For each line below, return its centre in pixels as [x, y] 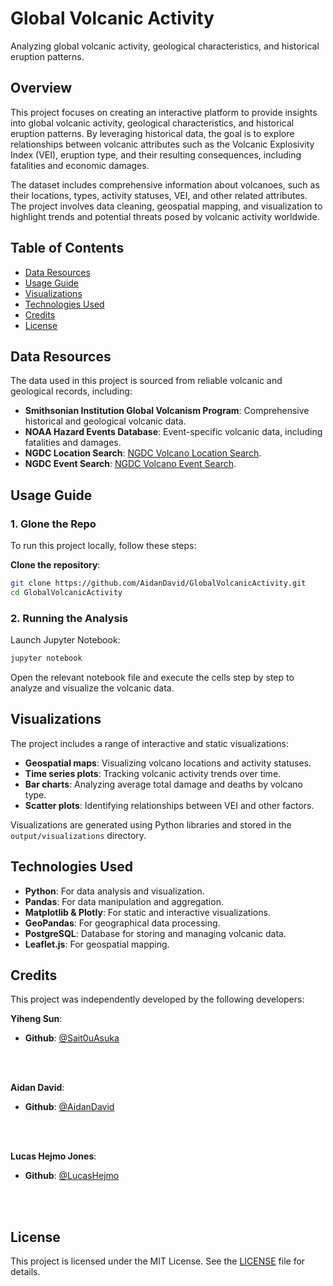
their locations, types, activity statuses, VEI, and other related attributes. [159, 195]
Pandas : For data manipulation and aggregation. [124, 901]
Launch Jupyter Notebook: [65, 640]
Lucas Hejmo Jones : [53, 1156]
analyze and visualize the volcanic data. [92, 688]
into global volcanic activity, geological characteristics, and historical [152, 123]
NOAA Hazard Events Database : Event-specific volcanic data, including [173, 432]
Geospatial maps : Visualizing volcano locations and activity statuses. [168, 763]
